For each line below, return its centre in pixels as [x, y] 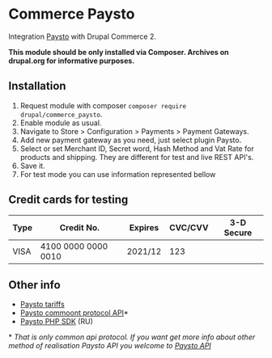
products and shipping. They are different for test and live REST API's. [137, 157]
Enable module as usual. [61, 123]
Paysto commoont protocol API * [74, 313]
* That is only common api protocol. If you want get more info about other [132, 337]
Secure [238, 233]
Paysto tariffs [42, 305]
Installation [37, 86]
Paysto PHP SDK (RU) [56, 322]
